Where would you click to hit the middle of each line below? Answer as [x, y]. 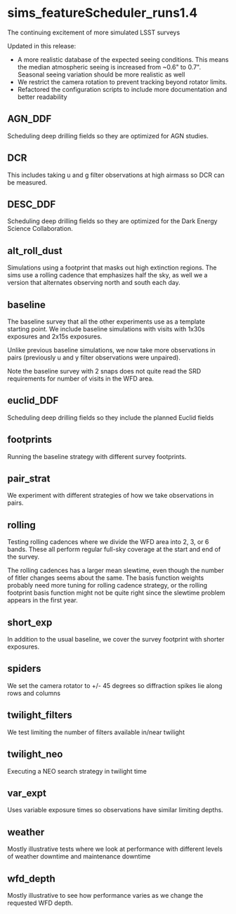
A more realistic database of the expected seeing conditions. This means [123, 59]
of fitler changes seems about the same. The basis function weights [106, 578]
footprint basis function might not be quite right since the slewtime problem [117, 593]
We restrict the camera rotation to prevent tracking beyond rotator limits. [122, 81]
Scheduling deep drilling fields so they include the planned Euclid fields [111, 417]
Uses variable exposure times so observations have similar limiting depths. [115, 810]
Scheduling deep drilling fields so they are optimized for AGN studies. [108, 135]
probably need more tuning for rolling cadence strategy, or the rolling [107, 585]
